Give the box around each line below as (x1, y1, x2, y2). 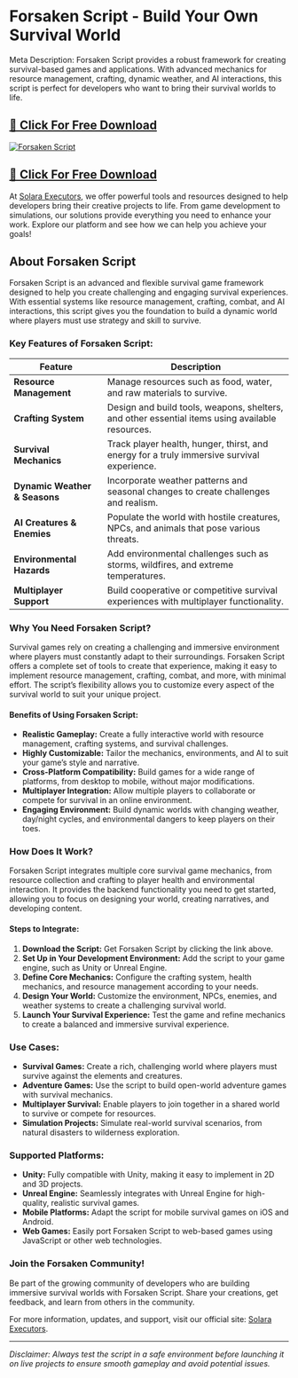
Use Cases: (9, 1041, 59, 1053)
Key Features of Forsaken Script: (9, 337, 153, 350)
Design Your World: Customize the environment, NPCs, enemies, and (21, 990, 278, 1001)
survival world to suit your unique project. (9, 689, 161, 699)
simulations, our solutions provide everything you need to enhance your (9, 209, 272, 220)
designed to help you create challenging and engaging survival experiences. (9, 287, 288, 298)
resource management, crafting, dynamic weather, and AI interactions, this (9, 73, 282, 83)
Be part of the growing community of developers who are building (9, 1278, 250, 1288)
